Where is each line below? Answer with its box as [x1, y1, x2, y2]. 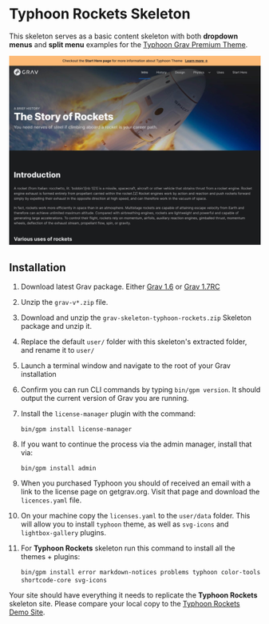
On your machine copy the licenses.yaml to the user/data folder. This [20, 511, 251, 521]
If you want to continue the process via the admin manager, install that [20, 439, 252, 449]
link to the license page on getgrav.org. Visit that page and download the [20, 487, 260, 497]
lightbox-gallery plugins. [20, 528, 107, 538]
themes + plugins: [20, 552, 81, 562]
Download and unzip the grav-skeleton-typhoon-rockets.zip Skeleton [20, 313, 252, 322]
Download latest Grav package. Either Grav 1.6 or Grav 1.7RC [20, 282, 220, 292]
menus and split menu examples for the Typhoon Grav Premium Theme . [9, 39, 248, 49]
